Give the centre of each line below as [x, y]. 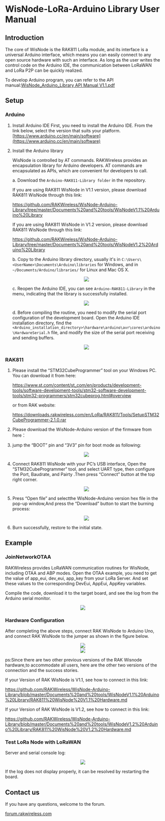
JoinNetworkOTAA [28, 557]
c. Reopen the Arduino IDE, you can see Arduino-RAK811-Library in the [83, 288]
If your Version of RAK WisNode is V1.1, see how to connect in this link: [77, 680]
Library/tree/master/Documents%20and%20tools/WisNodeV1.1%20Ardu [86, 210]
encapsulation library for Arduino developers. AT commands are [77, 165]
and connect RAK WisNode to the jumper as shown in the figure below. [77, 636]
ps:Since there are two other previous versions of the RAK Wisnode [73, 660]
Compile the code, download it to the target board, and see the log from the [82, 593]
